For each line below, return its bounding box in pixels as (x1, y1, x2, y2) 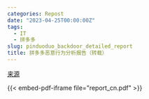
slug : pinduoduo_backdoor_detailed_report (7, 43, 133, 50)
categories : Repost (7, 10, 64, 18)
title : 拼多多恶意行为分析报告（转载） (7, 50, 108, 57)
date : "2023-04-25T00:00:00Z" (7, 17, 96, 24)
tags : (7, 23, 23, 30)
